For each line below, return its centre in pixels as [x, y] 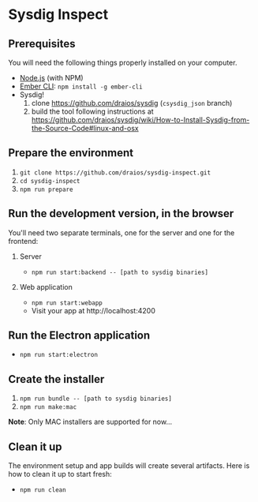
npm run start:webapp [67, 303]
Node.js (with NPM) [52, 78]
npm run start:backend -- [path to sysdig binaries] [120, 272]
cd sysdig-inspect [50, 181]
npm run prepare [46, 189]
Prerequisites [42, 44]
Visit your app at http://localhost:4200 [93, 310]
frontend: [23, 241]
